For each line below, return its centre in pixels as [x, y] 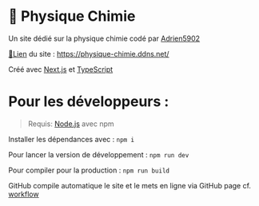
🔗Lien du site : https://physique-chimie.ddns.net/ [89, 53]
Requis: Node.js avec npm [71, 124]
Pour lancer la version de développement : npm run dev [99, 154]
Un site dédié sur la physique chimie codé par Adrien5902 [104, 38]
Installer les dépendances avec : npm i [72, 139]
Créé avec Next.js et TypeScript [61, 69]
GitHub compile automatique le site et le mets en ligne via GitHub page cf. [130, 185]
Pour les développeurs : [89, 102]
